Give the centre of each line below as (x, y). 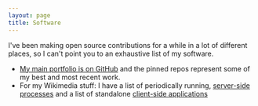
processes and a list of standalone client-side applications (113, 93)
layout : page (29, 15)
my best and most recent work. (70, 77)
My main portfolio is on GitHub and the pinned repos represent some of (135, 68)
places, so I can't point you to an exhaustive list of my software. (111, 53)
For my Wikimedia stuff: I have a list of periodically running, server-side (135, 85)
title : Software (35, 23)
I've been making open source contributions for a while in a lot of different (128, 45)
